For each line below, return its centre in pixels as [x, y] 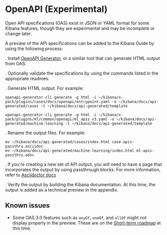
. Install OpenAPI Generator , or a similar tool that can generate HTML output [83, 58]
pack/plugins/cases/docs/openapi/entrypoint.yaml [58, 102]
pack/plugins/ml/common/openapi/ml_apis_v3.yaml [56, 119]
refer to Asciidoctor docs [31, 175]
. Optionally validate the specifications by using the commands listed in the [82, 73]
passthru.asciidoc [24, 146]
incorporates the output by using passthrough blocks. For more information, [83, 169]
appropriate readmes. [27, 78]
